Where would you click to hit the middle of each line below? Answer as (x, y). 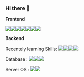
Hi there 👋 (18, 8)
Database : (16, 59)
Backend (15, 38)
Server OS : (17, 70)
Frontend (15, 19)
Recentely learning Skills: (31, 49)
